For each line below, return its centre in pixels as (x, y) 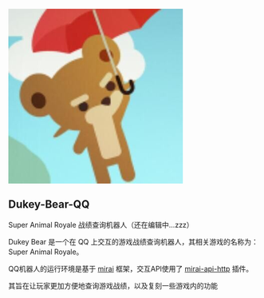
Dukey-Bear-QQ (49, 205)
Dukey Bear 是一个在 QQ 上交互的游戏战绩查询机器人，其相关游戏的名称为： (134, 241)
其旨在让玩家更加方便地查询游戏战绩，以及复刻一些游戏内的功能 (113, 285)
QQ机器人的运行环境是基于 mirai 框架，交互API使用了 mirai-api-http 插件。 (131, 268)
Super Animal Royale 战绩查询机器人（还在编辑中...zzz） (101, 224)
